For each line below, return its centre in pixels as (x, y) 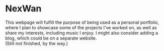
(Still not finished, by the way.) (37, 43)
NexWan (23, 9)
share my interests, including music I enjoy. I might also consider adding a (82, 33)
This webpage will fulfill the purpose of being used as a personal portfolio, (82, 22)
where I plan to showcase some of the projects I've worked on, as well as (81, 27)
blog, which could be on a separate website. (51, 38)
